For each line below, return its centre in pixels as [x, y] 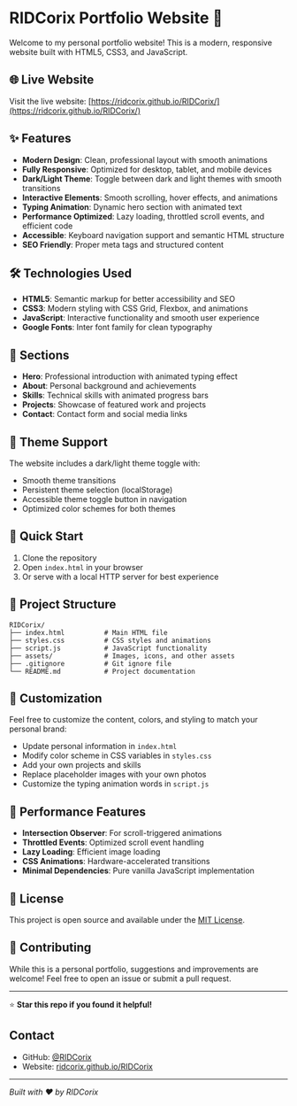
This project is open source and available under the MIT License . [127, 920]
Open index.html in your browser [83, 567]
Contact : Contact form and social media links [105, 414]
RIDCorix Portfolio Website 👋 [116, 18]
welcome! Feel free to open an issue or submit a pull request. [120, 978]
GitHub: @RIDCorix [57, 1056]
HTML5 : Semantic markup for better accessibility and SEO [129, 299]
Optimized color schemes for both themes [99, 509]
